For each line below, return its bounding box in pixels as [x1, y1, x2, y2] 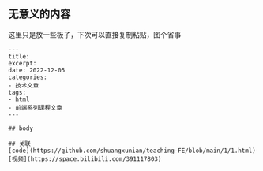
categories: [8, 73, 47, 81]
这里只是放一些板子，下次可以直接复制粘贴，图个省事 [8, 30, 182, 39]
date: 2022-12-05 [8, 66, 66, 74]
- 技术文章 [8, 81, 39, 89]
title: [8, 52, 30, 61]
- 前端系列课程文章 [8, 103, 63, 112]
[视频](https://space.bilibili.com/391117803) [8, 154, 162, 163]
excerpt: [8, 59, 37, 67]
